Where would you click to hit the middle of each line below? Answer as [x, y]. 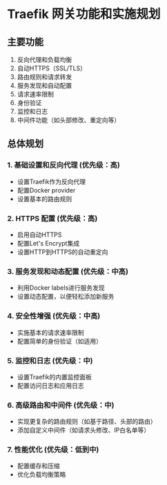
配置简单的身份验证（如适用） [59, 341]
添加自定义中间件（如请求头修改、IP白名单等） [83, 430]
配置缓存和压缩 [38, 466]
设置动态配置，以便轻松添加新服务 [66, 297]
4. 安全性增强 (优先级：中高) [54, 316]
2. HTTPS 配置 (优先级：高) [52, 218]
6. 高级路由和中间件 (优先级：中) [61, 405]
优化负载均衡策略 [41, 475]
